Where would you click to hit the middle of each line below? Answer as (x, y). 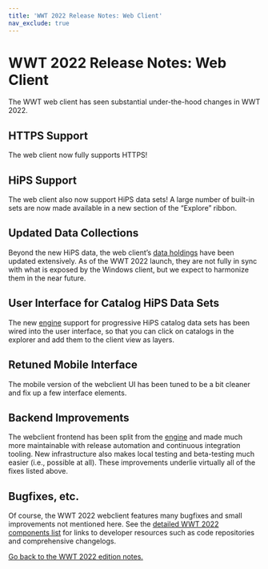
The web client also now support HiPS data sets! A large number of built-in (131, 200)
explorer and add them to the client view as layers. (91, 339)
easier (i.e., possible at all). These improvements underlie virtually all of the (132, 462)
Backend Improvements (69, 418)
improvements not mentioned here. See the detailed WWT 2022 (114, 524)
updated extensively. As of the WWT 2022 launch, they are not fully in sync (133, 260)
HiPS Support (43, 180)
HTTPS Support (48, 136)
